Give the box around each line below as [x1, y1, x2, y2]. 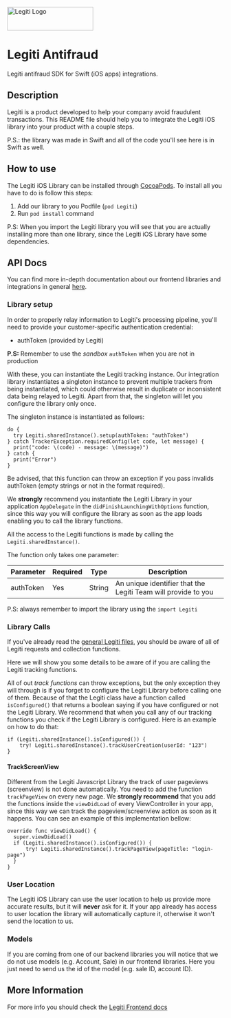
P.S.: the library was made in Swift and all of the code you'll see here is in [7, 136, 214, 144]
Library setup [7, 300, 53, 310]
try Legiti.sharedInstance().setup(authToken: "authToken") [13, 432, 189, 439]
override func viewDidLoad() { [7, 827, 97, 835]
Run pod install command [16, 209, 94, 217]
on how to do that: [7, 722, 59, 730]
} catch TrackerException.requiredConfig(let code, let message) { [7, 437, 205, 445]
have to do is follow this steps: [7, 188, 93, 197]
